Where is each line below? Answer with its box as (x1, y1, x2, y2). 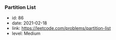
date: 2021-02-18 (11, 20, 47, 26)
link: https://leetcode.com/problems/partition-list (11, 25, 111, 31)
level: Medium (11, 31, 40, 37)
